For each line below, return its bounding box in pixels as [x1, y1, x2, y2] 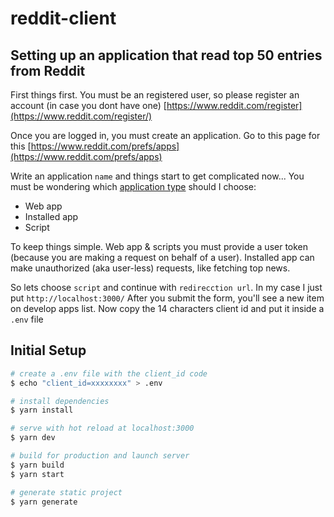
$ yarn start [10, 469, 65, 479]
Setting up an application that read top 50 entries [10, 47, 323, 64]
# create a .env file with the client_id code [10, 368, 208, 379]
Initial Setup [10, 342, 87, 359]
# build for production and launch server [10, 451, 190, 461]
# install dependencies [10, 396, 110, 406]
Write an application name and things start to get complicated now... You [10, 170, 305, 182]
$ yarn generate [10, 497, 78, 507]
